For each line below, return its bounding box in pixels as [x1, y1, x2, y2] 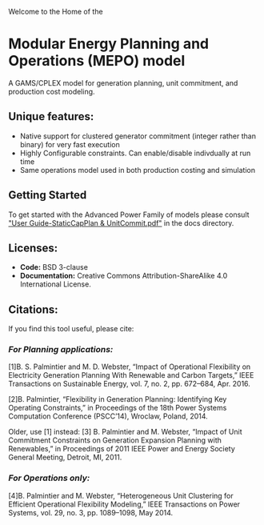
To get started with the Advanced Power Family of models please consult [8, 210, 250, 219]
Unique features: [8, 110, 94, 123]
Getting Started [8, 188, 87, 202]
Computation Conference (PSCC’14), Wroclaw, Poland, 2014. [8, 411, 208, 421]
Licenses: [8, 241, 58, 254]
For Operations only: [8, 472, 90, 483]
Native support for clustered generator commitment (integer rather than [19, 131, 256, 141]
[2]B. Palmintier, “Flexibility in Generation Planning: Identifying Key [8, 395, 227, 404]
